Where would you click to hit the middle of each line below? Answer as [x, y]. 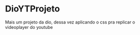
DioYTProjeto [33, 9]
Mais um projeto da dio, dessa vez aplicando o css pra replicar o [70, 22]
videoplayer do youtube [29, 27]
